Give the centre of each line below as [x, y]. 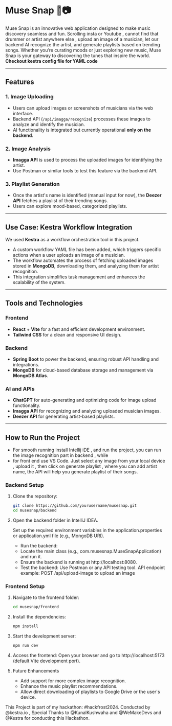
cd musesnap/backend [35, 510]
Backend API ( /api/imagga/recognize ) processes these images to [82, 119]
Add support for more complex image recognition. [73, 681]
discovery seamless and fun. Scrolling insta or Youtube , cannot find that [82, 33]
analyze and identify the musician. [49, 124]
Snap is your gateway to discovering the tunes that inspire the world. [78, 56]
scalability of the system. [39, 282]
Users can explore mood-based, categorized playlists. [70, 206]
